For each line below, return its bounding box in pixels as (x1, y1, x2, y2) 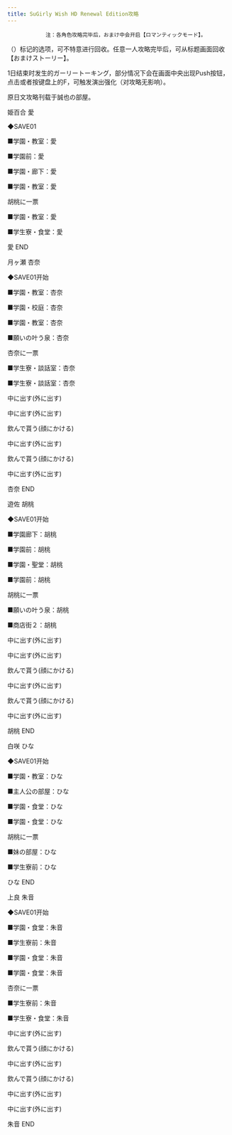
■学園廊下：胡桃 (7, 529, 57, 538)
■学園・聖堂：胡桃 (7, 560, 63, 569)
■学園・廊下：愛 (7, 167, 57, 175)
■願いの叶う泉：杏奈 (7, 333, 70, 342)
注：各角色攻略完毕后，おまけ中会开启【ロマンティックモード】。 (45, 31, 206, 38)
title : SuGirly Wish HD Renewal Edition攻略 (7, 10, 139, 18)
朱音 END (7, 1119, 35, 1128)
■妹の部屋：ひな (7, 848, 57, 856)
